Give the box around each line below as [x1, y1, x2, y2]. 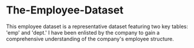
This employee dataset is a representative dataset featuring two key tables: [6, 23, 188, 30]
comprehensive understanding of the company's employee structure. [6, 35, 175, 42]
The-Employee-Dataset [6, 4, 123, 17]
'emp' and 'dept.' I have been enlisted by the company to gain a [6, 29, 160, 36]
